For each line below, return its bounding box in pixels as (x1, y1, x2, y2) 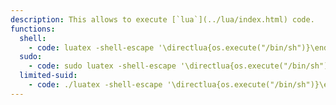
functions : (10, 24, 56, 34)
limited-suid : (19, 71, 78, 81)
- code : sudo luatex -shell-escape (28, 61, 177, 71)
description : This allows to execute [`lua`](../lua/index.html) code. (10, 14, 315, 25)
